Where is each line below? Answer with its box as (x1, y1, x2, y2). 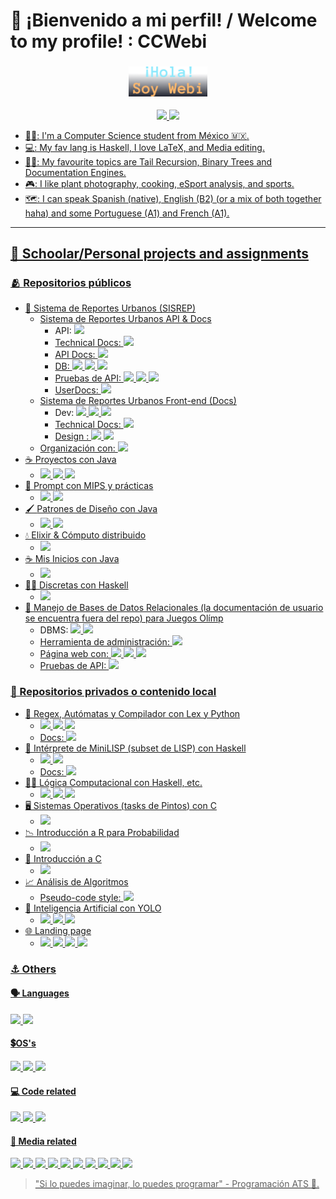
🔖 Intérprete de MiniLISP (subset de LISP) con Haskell (24, 742, 247, 754)
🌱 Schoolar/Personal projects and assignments (10, 245, 309, 262)
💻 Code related (10, 1085, 77, 1097)
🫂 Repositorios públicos (10, 275, 132, 289)
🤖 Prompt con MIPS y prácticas (24, 480, 154, 492)
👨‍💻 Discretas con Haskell (24, 579, 129, 591)
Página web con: (39, 648, 110, 660)
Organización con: (39, 442, 116, 454)
